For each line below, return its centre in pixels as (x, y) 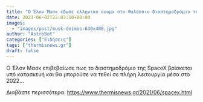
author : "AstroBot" (31, 34)
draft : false (23, 51)
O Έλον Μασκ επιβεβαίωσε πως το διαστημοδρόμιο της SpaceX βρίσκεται (99, 68)
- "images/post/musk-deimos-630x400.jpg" (65, 28)
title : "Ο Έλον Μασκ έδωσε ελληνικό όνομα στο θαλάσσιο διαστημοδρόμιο (98, 12)
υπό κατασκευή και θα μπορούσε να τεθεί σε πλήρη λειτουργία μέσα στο (98, 74)
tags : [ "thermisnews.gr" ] (39, 46)
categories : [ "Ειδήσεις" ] (39, 40)
